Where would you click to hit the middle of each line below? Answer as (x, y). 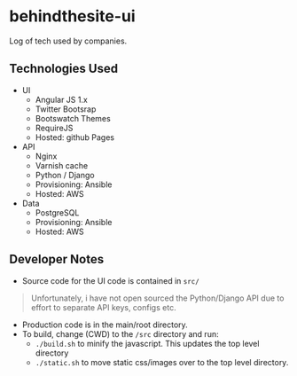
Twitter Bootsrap (66, 109)
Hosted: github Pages (75, 137)
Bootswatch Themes (73, 118)
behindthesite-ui (72, 16)
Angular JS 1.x (62, 99)
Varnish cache (62, 165)
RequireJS (54, 128)
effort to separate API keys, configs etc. (103, 307)
